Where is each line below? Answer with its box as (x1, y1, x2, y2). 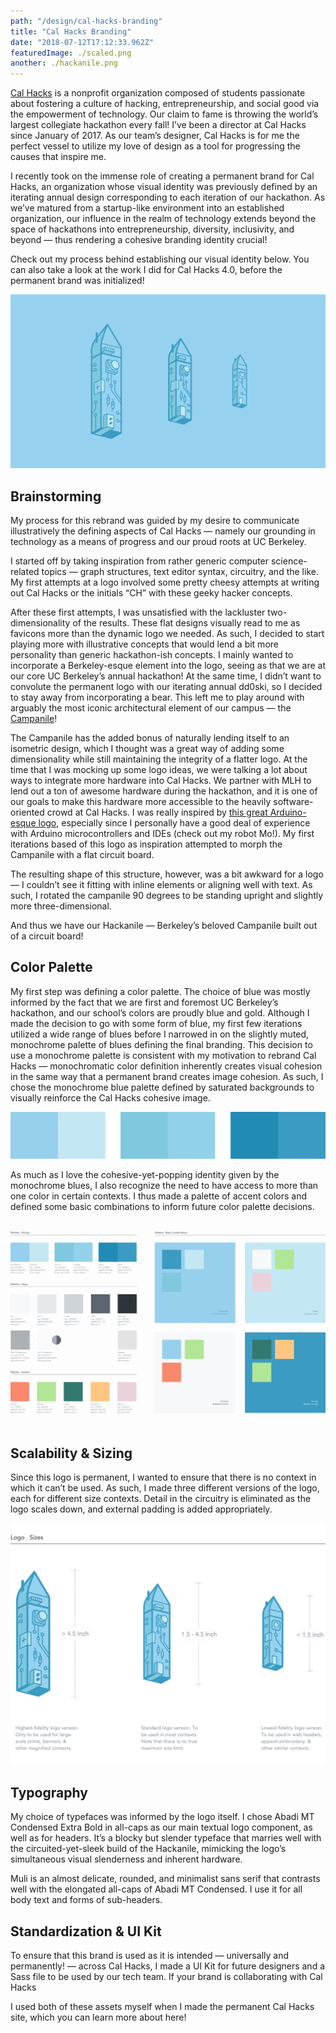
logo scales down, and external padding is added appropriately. (10, 1503, 273, 1515)
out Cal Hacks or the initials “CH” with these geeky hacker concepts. (10, 587, 293, 599)
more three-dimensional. (10, 900, 112, 912)
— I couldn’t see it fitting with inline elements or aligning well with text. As (10, 879, 313, 891)
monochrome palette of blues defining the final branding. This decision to (10, 1038, 313, 1050)
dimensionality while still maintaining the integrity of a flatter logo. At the (10, 753, 308, 765)
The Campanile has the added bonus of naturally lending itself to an (10, 732, 290, 744)
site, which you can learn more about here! (10, 2011, 187, 2024)
